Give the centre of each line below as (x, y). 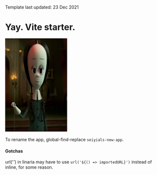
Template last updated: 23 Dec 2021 (42, 7)
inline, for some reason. (29, 167)
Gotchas (14, 151)
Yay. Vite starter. (40, 27)
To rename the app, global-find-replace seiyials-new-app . (64, 139)
